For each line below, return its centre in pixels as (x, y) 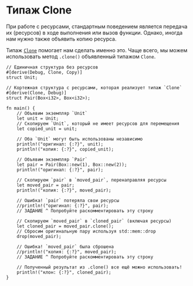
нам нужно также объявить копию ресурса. (61, 39)
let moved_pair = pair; (46, 185)
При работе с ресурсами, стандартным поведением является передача (97, 26)
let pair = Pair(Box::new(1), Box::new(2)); (72, 165)
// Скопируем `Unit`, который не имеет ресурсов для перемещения (98, 124)
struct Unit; (22, 77)
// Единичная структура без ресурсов (52, 67)
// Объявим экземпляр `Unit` (52, 113)
